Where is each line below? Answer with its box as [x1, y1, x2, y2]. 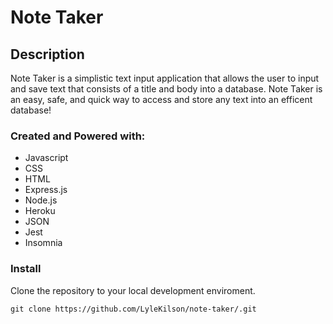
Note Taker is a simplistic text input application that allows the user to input [10, 72, 320, 84]
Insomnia [24, 237, 63, 249]
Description [10, 46, 85, 63]
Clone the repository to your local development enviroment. [10, 284, 256, 296]
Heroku [24, 205, 56, 217]
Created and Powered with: [10, 129, 146, 143]
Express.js [24, 184, 68, 196]
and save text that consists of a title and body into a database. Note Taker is [10, 83, 323, 95]
